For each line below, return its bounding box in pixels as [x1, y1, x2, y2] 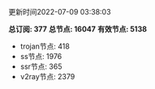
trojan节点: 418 [19, 41, 71, 51]
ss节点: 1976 [19, 52, 62, 61]
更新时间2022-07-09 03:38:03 [8, 7, 111, 16]
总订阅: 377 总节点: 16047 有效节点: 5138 [8, 24, 148, 34]
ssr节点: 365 [19, 61, 62, 71]
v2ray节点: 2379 [19, 72, 75, 81]
